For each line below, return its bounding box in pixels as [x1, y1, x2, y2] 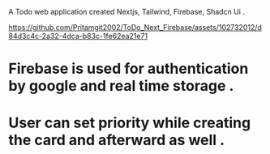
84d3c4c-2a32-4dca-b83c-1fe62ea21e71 [8, 32, 148, 41]
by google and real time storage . [8, 77, 234, 96]
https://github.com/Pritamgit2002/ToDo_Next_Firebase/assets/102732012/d [8, 23, 262, 32]
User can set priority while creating [8, 113, 251, 132]
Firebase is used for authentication [8, 60, 249, 78]
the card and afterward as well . [8, 131, 225, 149]
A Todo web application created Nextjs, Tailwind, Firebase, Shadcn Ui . [8, 7, 246, 16]
